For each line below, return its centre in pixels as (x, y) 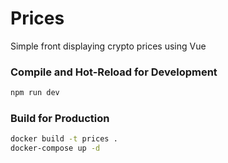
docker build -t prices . (64, 139)
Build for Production (60, 119)
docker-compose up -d (55, 148)
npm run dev (35, 93)
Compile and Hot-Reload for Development (114, 72)
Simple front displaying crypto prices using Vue (108, 46)
